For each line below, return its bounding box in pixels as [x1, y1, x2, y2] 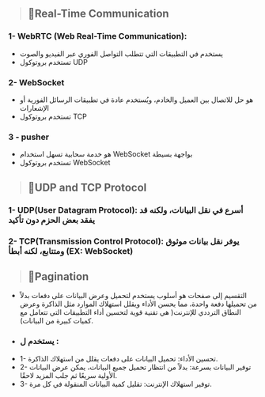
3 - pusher [8, 131, 50, 142]
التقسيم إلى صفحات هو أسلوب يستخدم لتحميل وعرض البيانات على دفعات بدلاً [19, 291, 248, 301]
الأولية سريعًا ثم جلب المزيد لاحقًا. [19, 370, 117, 380]
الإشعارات [19, 103, 50, 112]
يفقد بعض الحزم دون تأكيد [8, 214, 95, 225]
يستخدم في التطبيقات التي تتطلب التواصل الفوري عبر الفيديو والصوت [19, 48, 224, 59]
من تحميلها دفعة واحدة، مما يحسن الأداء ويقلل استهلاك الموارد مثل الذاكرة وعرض [19, 299, 257, 308]
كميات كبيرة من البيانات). [19, 316, 93, 326]
